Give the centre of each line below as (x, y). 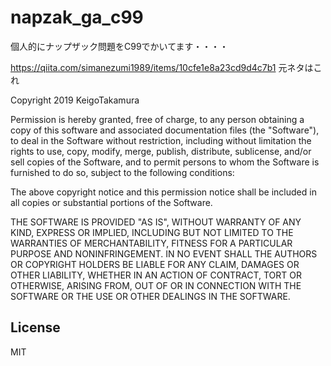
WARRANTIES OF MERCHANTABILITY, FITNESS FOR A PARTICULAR (151, 243)
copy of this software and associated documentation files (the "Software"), (165, 130)
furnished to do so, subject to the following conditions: (122, 172)
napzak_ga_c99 (77, 17)
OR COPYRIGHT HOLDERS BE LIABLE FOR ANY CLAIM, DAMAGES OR (155, 264)
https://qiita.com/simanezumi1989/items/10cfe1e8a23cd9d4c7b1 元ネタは (162, 67)
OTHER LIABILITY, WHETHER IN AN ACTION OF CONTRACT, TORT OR (156, 275)
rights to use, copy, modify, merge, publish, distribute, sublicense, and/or (161, 151)
